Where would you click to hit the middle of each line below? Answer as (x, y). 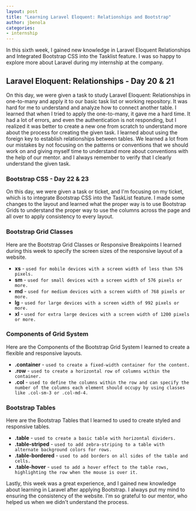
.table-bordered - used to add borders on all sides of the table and (101, 456)
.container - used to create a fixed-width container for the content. (102, 364)
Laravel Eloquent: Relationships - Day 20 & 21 (90, 81)
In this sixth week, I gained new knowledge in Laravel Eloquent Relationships (98, 50)
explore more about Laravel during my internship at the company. (85, 63)
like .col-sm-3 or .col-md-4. (51, 393)
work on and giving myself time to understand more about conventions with (97, 151)
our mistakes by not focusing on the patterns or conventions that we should (97, 145)
